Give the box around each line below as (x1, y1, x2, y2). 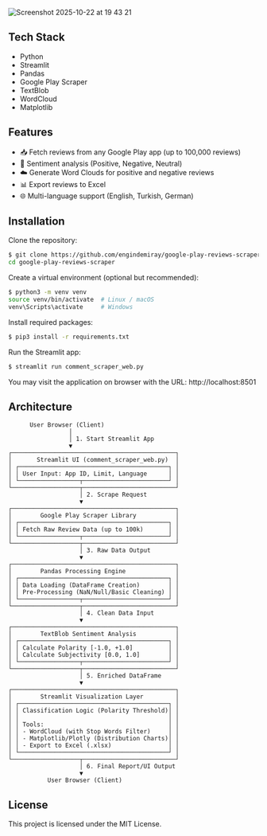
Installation (8, 215, 65, 229)
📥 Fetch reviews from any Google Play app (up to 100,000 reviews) (19, 147, 241, 157)
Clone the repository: (8, 236, 78, 245)
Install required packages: (8, 317, 94, 326)
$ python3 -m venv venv (8, 288, 87, 296)
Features (8, 126, 53, 139)
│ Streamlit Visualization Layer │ (8, 693, 180, 701)
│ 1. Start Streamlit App (68, 435, 155, 443)
